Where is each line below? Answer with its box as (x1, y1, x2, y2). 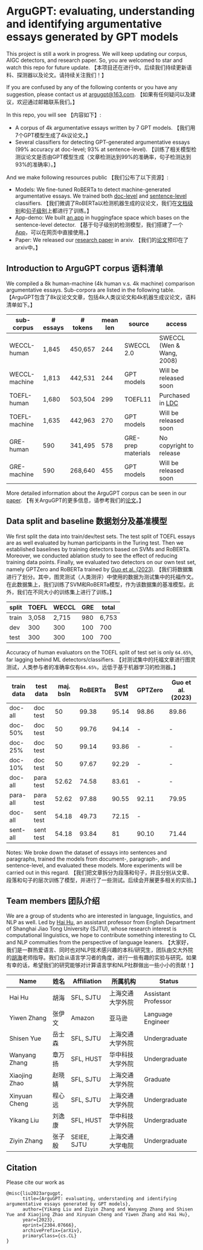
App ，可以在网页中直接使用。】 (14, 229, 92, 236)
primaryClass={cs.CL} (22, 1233, 77, 1239)
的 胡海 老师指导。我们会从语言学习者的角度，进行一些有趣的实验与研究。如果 (6, 954, 197, 961)
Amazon (71, 1014, 95, 1023)
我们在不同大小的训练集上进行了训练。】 (16, 588, 115, 596)
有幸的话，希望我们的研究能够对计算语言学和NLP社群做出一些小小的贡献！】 (6, 961, 197, 969)
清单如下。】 (6, 301, 36, 308)
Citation (6, 1163, 37, 1173)
